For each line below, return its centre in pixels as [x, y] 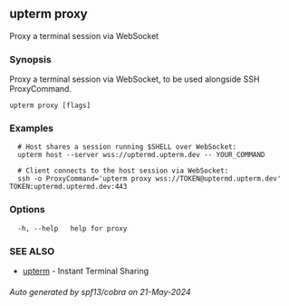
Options [27, 210]
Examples [32, 128]
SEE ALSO [32, 251]
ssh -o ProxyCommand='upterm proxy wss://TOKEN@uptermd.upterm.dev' [149, 179]
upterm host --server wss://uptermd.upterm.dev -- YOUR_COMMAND [141, 155]
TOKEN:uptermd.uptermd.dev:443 [68, 187]
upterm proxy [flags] [50, 106]
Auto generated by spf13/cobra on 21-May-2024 [101, 291]
